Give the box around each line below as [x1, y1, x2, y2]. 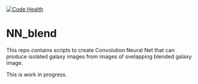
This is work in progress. [6, 71, 67, 78]
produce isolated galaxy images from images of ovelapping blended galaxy [6, 53, 192, 60]
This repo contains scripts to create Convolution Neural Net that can [6, 46, 175, 53]
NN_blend [6, 27, 57, 40]
